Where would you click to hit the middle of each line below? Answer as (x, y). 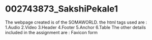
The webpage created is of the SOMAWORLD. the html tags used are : (76, 22)
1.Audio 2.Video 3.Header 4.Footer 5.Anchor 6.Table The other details (76, 27)
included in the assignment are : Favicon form (51, 32)
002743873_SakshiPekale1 (61, 9)
